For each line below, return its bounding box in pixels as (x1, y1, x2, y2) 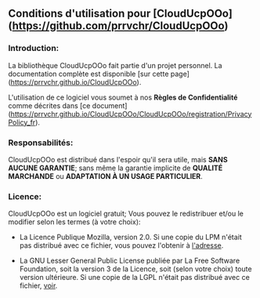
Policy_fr (8, 118, 36, 127)
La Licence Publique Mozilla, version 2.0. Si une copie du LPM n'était (19, 232, 243, 242)
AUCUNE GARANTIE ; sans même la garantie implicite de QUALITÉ (8, 163, 223, 173)
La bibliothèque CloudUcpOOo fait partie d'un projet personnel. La (8, 60, 222, 70)
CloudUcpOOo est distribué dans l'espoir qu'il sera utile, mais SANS (8, 154, 229, 164)
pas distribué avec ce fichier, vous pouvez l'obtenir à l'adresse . (19, 241, 224, 250)
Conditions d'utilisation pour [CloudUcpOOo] (8, 7, 233, 20)
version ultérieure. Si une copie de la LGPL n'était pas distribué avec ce (19, 273, 251, 282)
